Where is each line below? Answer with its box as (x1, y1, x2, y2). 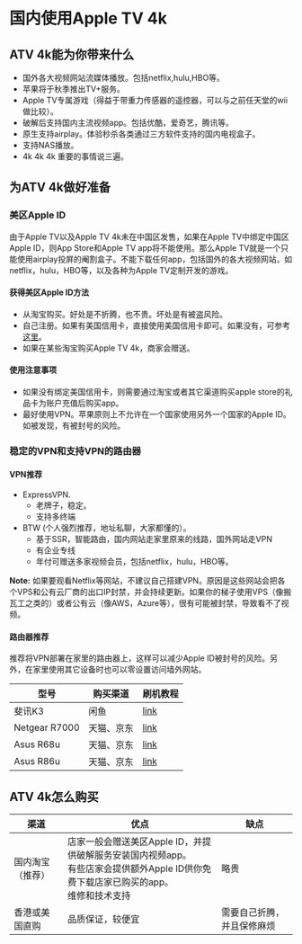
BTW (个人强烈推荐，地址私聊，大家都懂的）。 (22, 522, 191, 533)
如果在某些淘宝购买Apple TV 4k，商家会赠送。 (22, 343, 195, 353)
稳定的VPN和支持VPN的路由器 (9, 445, 142, 458)
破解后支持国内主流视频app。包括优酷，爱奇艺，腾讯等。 (22, 118, 234, 128)
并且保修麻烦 (221, 920, 276, 932)
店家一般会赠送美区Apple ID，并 (67, 835, 203, 848)
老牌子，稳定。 (35, 500, 92, 511)
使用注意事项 (9, 365, 57, 376)
